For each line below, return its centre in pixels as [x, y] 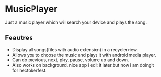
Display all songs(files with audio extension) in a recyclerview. [75, 49]
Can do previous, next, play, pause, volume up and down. [70, 60]
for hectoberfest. [29, 70]
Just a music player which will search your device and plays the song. [76, 22]
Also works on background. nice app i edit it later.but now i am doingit [83, 65]
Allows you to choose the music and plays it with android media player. [84, 55]
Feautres [19, 38]
